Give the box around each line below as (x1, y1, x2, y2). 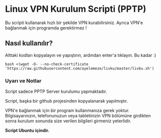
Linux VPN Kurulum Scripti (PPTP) (5, 3, 147, 15)
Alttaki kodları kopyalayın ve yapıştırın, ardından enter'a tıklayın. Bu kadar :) (5, 52, 157, 58)
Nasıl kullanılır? (5, 39, 53, 48)
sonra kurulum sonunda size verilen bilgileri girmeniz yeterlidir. (5, 118, 132, 124)
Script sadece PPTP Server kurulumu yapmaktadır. (5, 88, 107, 94)
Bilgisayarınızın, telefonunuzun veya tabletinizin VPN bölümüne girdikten (5, 113, 151, 119)
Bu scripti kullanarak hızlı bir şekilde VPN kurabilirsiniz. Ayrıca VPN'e (5, 20, 143, 26)
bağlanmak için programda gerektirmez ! (5, 25, 87, 30)
